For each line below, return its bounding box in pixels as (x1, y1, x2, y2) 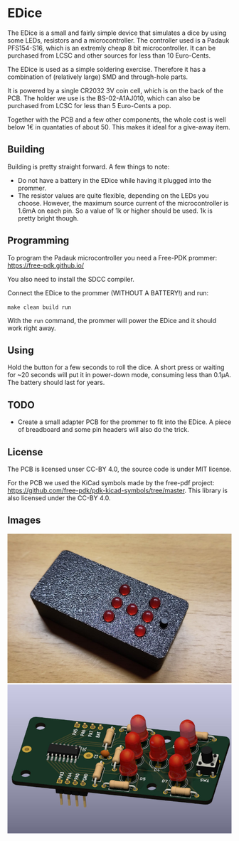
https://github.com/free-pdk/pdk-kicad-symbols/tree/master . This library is (7, 486, 228, 494)
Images (7, 514, 41, 527)
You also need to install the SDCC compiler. (7, 275, 135, 283)
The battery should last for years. (7, 379, 105, 387)
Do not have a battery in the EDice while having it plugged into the (17, 176, 212, 184)
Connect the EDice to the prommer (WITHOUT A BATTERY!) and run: (7, 288, 209, 297)
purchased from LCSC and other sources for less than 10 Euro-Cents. (7, 51, 211, 60)
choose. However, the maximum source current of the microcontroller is (17, 199, 229, 207)
